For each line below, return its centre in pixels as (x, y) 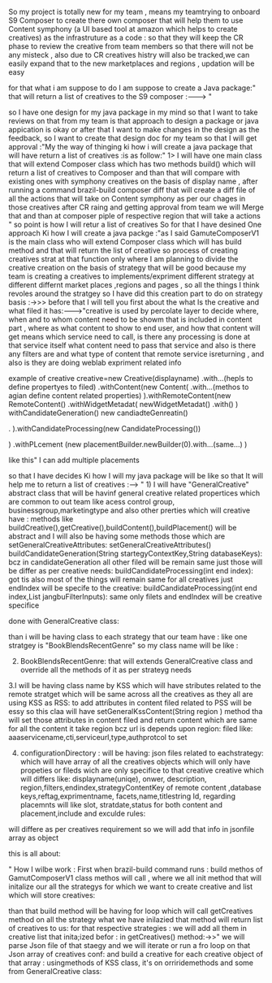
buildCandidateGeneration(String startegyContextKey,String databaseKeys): (136, 553)
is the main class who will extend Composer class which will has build (125, 242)
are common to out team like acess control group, (92, 502)
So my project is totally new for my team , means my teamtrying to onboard (134, 12)
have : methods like (41, 519)
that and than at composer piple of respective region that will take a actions (135, 216)
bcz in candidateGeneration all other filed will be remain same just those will (136, 562)
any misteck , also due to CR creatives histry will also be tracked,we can (129, 55)
